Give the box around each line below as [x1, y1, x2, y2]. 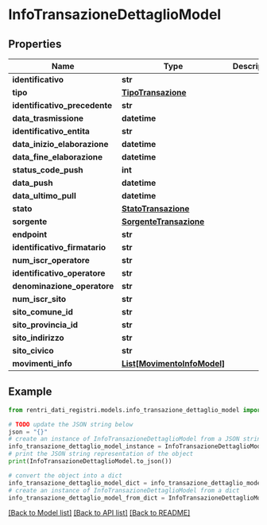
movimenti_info [12, 358, 73, 369]
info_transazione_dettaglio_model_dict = [8, 479, 148, 487]
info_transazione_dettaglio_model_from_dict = [8, 494, 165, 502]
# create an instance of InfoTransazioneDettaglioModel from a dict [8, 486, 240, 494]
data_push [12, 177, 53, 188]
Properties [8, 37, 62, 51]
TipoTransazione [122, 87, 187, 98]
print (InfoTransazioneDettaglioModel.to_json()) [8, 457, 172, 465]
